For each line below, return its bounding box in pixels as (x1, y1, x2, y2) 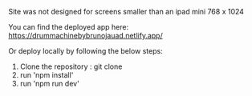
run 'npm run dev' (19, 79, 80, 88)
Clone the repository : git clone (19, 62, 123, 71)
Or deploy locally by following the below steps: (8, 46, 163, 55)
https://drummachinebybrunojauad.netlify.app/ (8, 31, 163, 40)
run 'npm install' (19, 70, 74, 79)
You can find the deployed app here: (8, 22, 129, 31)
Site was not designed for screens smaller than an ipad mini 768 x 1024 (8, 7, 245, 16)
